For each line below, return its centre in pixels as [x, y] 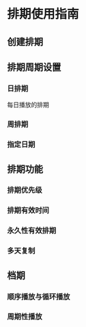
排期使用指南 [43, 14]
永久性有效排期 [32, 231]
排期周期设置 [34, 67]
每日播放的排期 [28, 105]
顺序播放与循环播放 [39, 297]
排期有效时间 [28, 211]
